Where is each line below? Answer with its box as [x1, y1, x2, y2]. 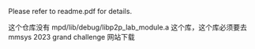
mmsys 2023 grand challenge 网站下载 [8, 33, 136, 41]
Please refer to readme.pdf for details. [8, 7, 133, 16]
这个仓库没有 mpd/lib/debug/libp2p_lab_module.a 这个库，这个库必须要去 [8, 23, 247, 32]
